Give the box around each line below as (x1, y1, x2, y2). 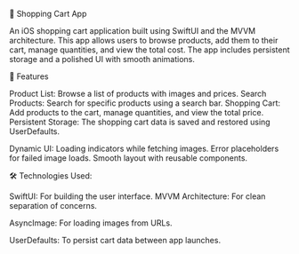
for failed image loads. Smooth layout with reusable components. (9, 153, 247, 163)
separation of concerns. (9, 201, 98, 210)
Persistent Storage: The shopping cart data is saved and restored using (9, 116, 271, 127)
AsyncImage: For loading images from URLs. (9, 218, 173, 228)
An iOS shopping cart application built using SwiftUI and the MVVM (9, 26, 256, 36)
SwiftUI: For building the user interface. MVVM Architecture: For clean (9, 191, 266, 202)
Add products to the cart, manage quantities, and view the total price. (9, 107, 264, 117)
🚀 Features (9, 71, 49, 82)
